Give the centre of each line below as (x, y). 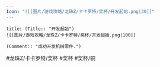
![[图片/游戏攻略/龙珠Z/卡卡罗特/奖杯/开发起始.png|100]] (71, 35)
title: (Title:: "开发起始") (40, 29)
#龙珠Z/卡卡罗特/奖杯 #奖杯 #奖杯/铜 (51, 58)
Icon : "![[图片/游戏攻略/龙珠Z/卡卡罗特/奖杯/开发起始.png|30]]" (81, 11)
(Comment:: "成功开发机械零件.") (44, 46)
